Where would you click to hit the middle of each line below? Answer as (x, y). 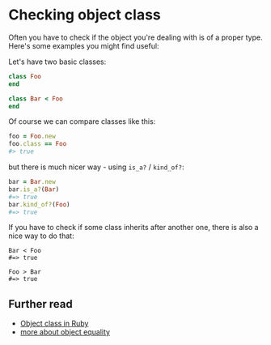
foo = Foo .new (32, 136)
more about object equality (65, 332)
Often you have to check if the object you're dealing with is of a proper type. (135, 37)
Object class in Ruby (54, 324)
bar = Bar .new (32, 182)
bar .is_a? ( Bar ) (34, 189)
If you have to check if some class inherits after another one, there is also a (133, 228)
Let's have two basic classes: (57, 62)
